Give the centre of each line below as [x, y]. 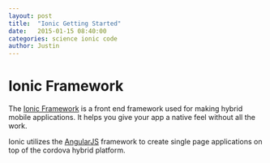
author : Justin [34, 46]
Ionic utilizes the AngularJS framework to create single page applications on [135, 142]
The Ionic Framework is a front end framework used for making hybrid [126, 109]
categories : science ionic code [63, 39]
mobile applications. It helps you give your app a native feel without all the [132, 118]
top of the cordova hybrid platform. [67, 150]
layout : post [30, 16]
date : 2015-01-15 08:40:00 [58, 31]
